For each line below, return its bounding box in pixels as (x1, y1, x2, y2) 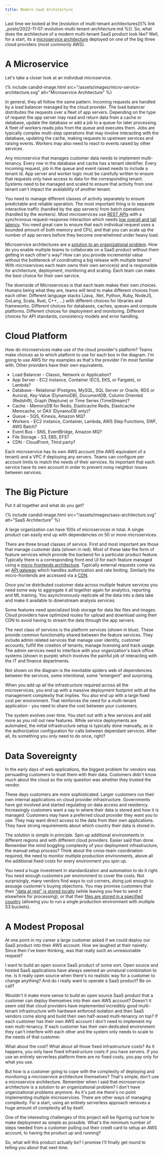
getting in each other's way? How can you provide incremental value (5, 252, 143, 258)
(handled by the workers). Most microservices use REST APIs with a (5, 211, 142, 217)
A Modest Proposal (5, 921, 84, 932)
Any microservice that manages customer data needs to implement (5, 155, 140, 161)
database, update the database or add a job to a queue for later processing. (5, 119, 158, 125)
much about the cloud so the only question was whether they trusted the (5, 777, 151, 783)
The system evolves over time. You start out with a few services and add (5, 712, 151, 719)
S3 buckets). (5, 904, 31, 910)
